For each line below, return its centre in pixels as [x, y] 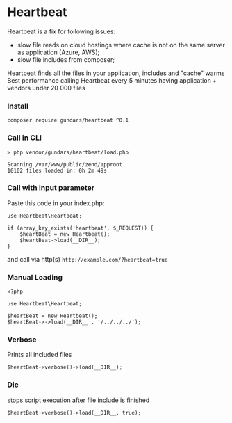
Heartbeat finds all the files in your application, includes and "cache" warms [116, 73]
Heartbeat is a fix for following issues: [61, 31]
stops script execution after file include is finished [78, 400]
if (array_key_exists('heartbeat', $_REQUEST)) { [81, 228]
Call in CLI [24, 138]
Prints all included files [40, 355]
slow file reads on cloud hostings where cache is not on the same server [121, 45]
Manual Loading [35, 277]
